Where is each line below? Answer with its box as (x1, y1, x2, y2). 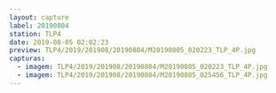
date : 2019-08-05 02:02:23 (9, 37, 109, 47)
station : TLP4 (9, 29, 62, 38)
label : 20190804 (9, 21, 69, 30)
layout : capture (9, 12, 69, 22)
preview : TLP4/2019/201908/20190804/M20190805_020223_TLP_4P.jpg (9, 46, 256, 55)
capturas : (9, 54, 46, 63)
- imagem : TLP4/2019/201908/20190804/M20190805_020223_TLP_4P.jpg (17, 63, 268, 72)
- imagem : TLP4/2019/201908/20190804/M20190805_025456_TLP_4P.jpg (17, 71, 268, 80)
